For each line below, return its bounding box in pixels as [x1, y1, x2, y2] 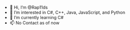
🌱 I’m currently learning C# [9, 15, 64, 20]
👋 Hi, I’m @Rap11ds [9, 5, 48, 10]
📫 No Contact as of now [9, 20, 60, 26]
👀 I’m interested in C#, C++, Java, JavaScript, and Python [9, 10, 126, 15]
